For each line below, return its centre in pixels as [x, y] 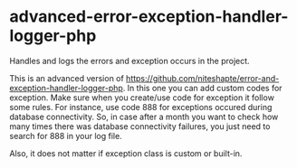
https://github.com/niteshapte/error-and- [202, 78]
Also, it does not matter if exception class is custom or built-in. [126, 153]
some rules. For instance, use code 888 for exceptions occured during [141, 107]
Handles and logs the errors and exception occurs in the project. [130, 61]
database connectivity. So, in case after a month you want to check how [144, 117]
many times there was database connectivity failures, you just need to [140, 126]
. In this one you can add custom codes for [202, 88]
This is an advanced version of [67, 78]
